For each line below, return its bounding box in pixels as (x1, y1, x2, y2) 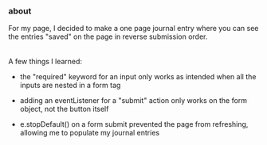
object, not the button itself (19, 104, 109, 113)
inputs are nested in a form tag (19, 80, 121, 90)
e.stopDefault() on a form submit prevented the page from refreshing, (19, 119, 249, 128)
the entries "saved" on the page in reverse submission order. (8, 32, 208, 41)
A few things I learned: (8, 56, 82, 66)
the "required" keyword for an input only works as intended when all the (19, 71, 257, 81)
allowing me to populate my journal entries (19, 128, 160, 137)
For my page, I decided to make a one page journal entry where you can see (8, 24, 259, 33)
